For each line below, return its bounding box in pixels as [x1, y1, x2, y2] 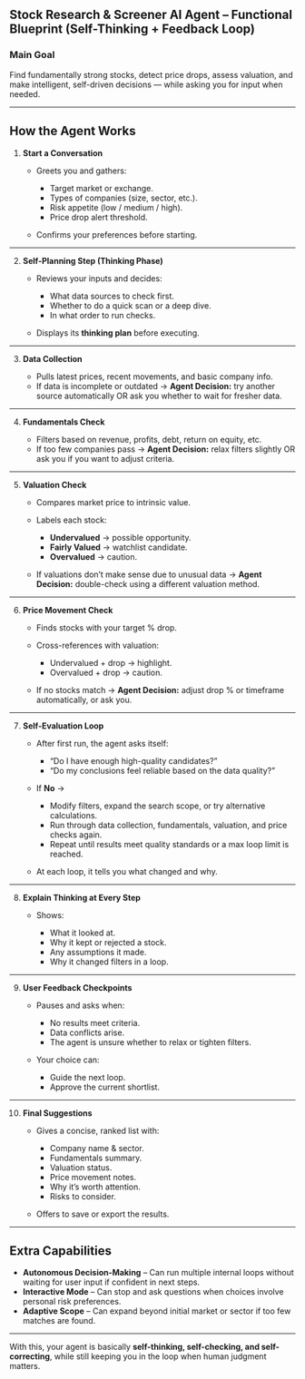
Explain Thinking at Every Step [22, 892, 141, 903]
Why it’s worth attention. [49, 1181, 141, 1192]
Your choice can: [35, 1054, 100, 1065]
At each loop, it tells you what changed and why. [35, 866, 218, 876]
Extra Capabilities [9, 1243, 112, 1258]
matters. [9, 1361, 41, 1372]
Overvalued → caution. [49, 551, 138, 562]
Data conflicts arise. [49, 1027, 125, 1038]
